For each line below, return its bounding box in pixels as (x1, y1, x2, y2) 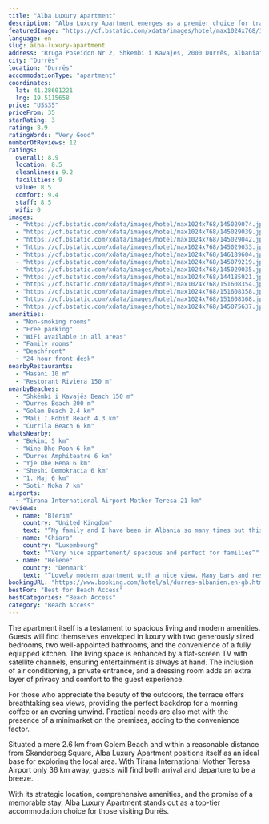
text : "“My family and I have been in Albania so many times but (22, 526, 246, 534)
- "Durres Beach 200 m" (15, 400, 94, 408)
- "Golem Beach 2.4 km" (15, 407, 94, 416)
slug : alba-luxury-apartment (8, 42, 106, 50)
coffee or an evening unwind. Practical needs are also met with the (8, 707, 229, 716)
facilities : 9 (15, 176, 62, 185)
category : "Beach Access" (8, 601, 94, 609)
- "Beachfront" (15, 347, 66, 355)
